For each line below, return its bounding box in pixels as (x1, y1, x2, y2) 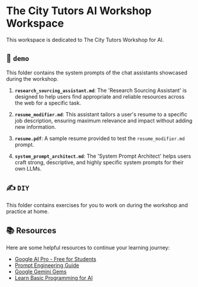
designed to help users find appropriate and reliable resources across (14, 93, 185, 100)
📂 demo (6, 53, 30, 63)
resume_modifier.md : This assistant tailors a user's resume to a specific (14, 110, 187, 118)
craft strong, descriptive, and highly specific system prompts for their (14, 158, 184, 166)
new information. (14, 123, 56, 131)
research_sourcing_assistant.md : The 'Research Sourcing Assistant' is (14, 87, 187, 94)
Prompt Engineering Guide (14, 262, 80, 269)
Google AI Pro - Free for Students (14, 256, 96, 263)
